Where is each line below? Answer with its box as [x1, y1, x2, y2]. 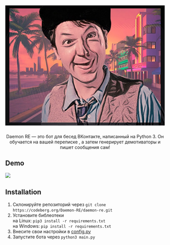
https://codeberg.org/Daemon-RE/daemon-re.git [12, 207, 113, 213]
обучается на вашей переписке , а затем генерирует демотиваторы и [9, 139, 161, 145]
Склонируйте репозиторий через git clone [12, 201, 106, 207]
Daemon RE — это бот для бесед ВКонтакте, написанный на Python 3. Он [6, 133, 164, 139]
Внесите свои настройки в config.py [12, 228, 91, 234]
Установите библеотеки [12, 212, 64, 218]
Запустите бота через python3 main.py [12, 234, 95, 240]
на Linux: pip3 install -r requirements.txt [12, 218, 106, 224]
